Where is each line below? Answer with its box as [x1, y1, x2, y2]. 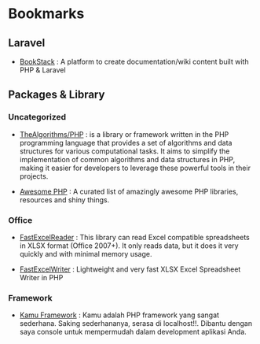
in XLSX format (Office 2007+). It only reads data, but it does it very [19, 241, 239, 250]
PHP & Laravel [19, 65, 66, 75]
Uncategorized [8, 112, 67, 123]
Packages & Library [8, 88, 105, 102]
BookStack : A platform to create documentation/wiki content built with [19, 57, 249, 66]
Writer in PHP [19, 272, 64, 282]
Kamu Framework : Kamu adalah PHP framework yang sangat [19, 310, 220, 320]
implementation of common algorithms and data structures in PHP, [19, 154, 236, 164]
